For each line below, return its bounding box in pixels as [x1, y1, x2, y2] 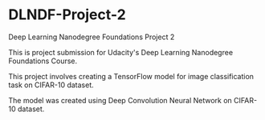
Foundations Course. [8, 56, 78, 66]
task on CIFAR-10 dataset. [8, 80, 94, 90]
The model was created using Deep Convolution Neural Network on [8, 95, 233, 105]
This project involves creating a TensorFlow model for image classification [8, 71, 255, 81]
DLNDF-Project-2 [8, 6, 126, 24]
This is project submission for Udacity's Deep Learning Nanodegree [8, 47, 234, 57]
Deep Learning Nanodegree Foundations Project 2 [8, 32, 175, 42]
